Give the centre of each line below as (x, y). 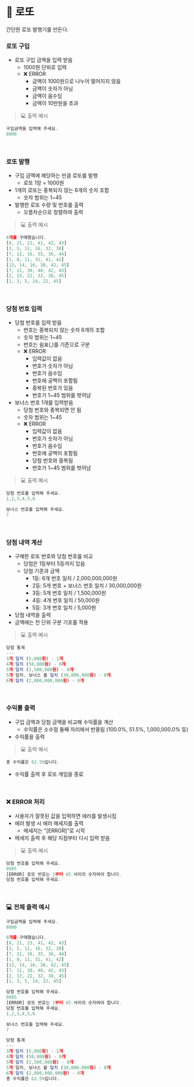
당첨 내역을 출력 (33, 615)
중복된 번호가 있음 (52, 388)
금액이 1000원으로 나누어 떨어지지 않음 (76, 81)
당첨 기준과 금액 (41, 571)
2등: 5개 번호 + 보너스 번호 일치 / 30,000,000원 (87, 586)
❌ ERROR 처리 (25, 802)
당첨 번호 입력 (24, 309)
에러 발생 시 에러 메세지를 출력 (49, 823)
